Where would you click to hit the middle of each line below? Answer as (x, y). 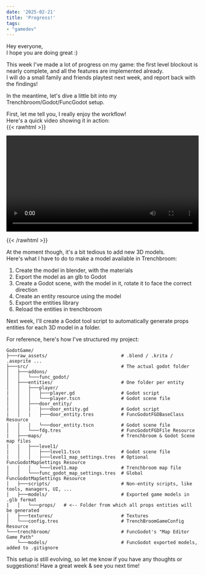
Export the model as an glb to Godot (61, 277)
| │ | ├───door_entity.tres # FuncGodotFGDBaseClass (95, 415)
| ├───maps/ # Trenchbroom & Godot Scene (101, 436)
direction (26, 290)
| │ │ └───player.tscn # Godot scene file (88, 399)
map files (19, 441)
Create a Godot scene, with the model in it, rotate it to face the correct (103, 284)
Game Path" (20, 537)
